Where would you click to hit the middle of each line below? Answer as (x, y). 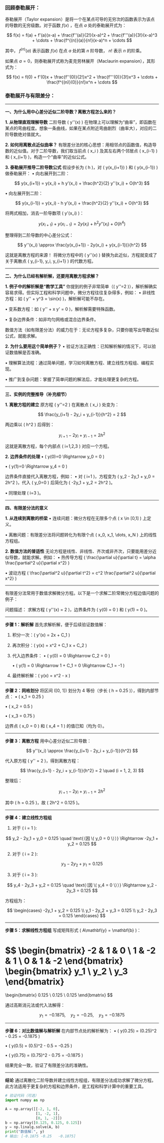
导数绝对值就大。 (26, 134)
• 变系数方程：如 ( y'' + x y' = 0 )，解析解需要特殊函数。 (61, 309)
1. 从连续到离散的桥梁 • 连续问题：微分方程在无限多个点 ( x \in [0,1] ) (73, 518)
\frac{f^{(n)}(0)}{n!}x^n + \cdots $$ (82, 82)
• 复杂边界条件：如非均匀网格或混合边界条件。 (52, 319)
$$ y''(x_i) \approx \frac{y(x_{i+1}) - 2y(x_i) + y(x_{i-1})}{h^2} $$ (82, 245)
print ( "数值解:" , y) (25, 1132)
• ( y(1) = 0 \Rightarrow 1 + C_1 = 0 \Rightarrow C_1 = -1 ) (68, 666)
